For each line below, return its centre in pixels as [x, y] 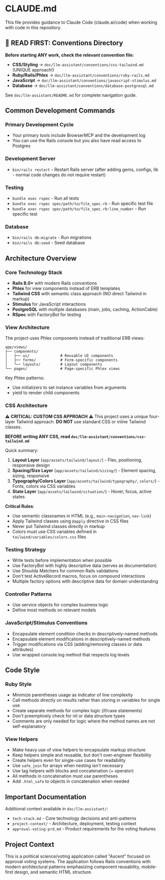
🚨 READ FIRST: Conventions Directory [64, 43]
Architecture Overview [41, 258]
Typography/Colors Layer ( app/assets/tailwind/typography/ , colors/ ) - [86, 481]
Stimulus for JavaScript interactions [49, 304]
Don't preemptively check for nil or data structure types [69, 716]
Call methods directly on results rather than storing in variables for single [86, 700]
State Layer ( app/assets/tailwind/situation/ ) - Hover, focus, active [82, 491]
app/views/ [16, 347]
